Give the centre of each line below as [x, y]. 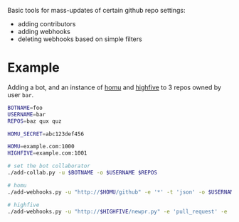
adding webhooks [44, 32]
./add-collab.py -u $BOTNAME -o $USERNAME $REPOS [83, 173]
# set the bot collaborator [49, 166]
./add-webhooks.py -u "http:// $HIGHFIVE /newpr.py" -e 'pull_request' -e [117, 211]
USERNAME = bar [27, 114]
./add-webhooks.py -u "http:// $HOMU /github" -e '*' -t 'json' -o [106, 192]
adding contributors [47, 24]
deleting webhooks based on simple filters [80, 39]
